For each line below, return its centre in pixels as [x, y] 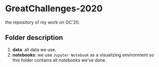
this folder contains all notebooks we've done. [59, 60]
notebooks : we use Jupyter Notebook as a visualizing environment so [83, 55]
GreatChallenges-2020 [54, 9]
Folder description [34, 38]
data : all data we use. [34, 49]
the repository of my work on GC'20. [43, 22]
